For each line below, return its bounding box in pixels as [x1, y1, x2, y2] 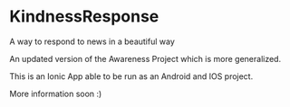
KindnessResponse [9, 6, 159, 27]
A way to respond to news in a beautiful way [9, 36, 175, 47]
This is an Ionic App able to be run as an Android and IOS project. [9, 70, 254, 82]
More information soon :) [9, 88, 102, 99]
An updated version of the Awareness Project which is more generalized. [9, 53, 282, 64]
